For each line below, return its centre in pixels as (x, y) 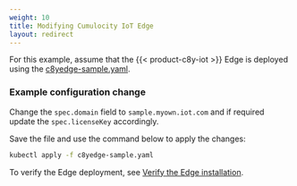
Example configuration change (77, 92)
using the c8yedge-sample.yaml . (70, 69)
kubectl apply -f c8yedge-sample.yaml (81, 155)
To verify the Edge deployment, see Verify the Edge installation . (127, 172)
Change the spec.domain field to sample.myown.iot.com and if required (137, 112)
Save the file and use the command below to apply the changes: (127, 139)
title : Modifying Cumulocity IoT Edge (81, 26)
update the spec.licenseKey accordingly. (84, 121)
